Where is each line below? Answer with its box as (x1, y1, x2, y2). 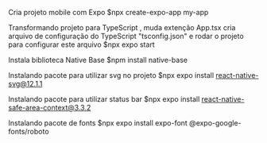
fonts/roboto (8, 127, 49, 136)
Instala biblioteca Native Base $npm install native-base (8, 56, 188, 64)
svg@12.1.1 (8, 79, 43, 88)
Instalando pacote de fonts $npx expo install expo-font (8, 118, 188, 127)
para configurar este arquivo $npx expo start (8, 40, 155, 49)
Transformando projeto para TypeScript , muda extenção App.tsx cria (8, 23, 236, 32)
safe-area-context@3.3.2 (8, 103, 91, 112)
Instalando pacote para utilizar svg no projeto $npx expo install (8, 71, 215, 79)
